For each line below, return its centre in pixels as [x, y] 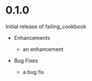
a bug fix [33, 72]
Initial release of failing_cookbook [46, 26]
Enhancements [32, 38]
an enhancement [43, 49]
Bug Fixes [26, 60]
